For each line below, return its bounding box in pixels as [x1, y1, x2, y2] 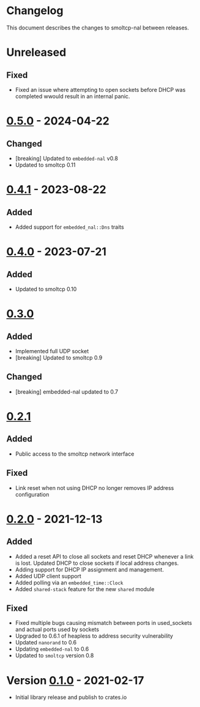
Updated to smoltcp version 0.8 [15, 652, 94, 659]
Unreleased [6, 45, 67, 59]
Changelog [6, 4, 64, 18]
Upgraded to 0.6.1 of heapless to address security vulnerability [15, 632, 173, 640]
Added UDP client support [15, 572, 81, 579]
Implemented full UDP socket [15, 347, 89, 354]
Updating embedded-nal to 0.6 [15, 645, 89, 653]
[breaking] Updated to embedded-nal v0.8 [15, 155, 118, 162]
